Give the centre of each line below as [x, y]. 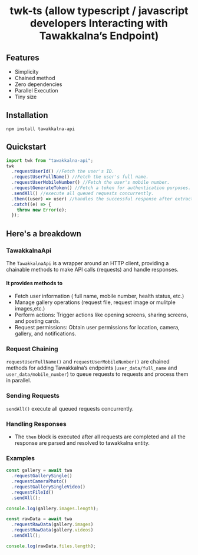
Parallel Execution [36, 90]
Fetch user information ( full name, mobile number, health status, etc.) [99, 296]
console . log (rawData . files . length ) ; [51, 546]
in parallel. [19, 381]
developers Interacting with [99, 23]
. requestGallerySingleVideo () [48, 487]
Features [23, 57]
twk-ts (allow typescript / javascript [99, 11]
